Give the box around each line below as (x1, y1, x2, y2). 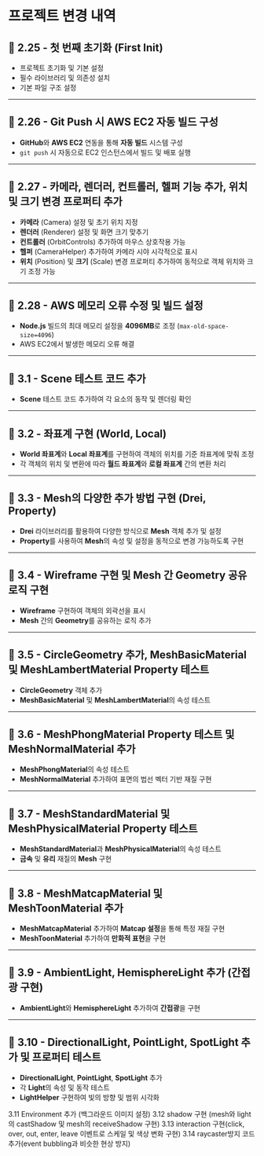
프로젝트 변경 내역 (8, 7, 116, 25)
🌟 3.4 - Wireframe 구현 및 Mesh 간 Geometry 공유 (8, 569, 247, 582)
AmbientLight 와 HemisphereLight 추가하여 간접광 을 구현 (19, 1003, 200, 1012)
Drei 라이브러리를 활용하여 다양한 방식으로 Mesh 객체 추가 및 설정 (19, 526, 222, 535)
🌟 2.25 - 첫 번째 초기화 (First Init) (8, 41, 163, 54)
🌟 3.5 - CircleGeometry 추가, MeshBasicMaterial (8, 648, 247, 662)
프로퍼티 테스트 (31, 1051, 101, 1064)
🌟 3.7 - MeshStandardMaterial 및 (8, 807, 170, 820)
